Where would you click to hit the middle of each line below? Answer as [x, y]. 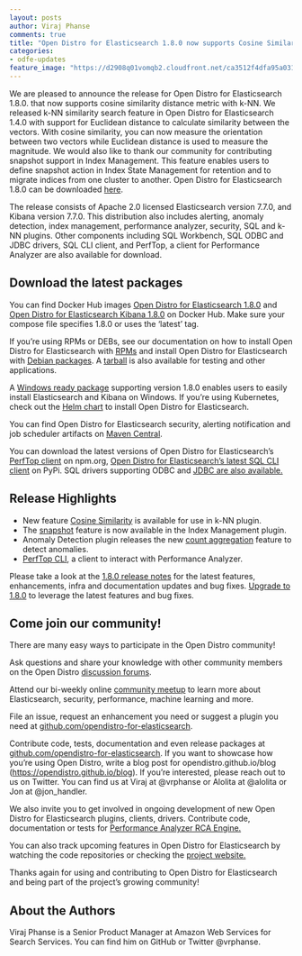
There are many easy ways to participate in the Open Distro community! [142, 645]
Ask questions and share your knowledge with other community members [146, 662]
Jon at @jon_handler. [49, 792]
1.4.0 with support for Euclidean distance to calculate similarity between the [150, 122]
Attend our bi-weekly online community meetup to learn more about [135, 689]
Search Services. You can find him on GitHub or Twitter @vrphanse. [135, 942]
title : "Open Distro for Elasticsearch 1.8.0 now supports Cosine [136, 43]
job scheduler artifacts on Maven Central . [86, 433]
